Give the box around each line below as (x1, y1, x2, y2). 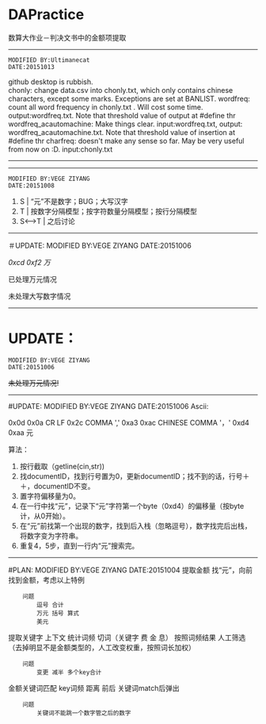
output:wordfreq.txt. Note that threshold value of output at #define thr (8, 110, 236, 120)
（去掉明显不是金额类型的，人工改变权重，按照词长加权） (8, 642, 196, 652)
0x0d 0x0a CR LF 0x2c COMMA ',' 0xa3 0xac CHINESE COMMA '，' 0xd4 (8, 418, 249, 427)
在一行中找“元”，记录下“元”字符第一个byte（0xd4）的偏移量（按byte (19, 501, 245, 510)
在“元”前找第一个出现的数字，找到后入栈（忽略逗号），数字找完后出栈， (19, 521, 252, 530)
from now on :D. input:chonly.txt (8, 144, 113, 154)
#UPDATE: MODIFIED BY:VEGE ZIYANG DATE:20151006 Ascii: (8, 401, 209, 410)
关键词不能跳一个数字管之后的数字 (36, 709, 131, 717)
